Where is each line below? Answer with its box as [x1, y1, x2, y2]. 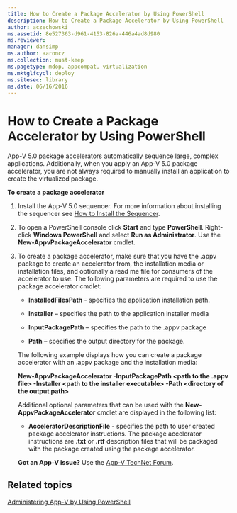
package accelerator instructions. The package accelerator [28, 429, 202, 438]
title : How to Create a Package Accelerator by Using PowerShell [7, 10, 204, 18]
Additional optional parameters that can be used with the [17, 401, 184, 410]
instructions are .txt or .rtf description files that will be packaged [28, 437, 218, 446]
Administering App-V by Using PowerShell [7, 497, 131, 506]
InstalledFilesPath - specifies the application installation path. [28, 295, 211, 305]
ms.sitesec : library [7, 76, 69, 84]
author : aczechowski [7, 23, 69, 30]
